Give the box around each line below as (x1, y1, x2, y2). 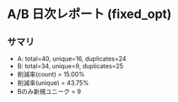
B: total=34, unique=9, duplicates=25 (17, 62, 123, 70)
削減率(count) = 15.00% (17, 70, 85, 78)
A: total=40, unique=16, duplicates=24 (17, 54, 126, 63)
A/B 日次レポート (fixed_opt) (7, 6, 172, 22)
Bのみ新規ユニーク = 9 (17, 88, 81, 95)
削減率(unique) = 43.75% (17, 79, 90, 87)
